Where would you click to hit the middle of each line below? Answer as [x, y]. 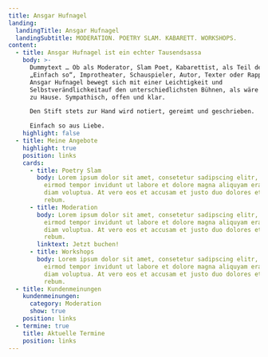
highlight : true [50, 148]
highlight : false [51, 133]
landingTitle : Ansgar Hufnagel [67, 30]
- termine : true [42, 326]
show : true [47, 312]
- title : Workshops [61, 252]
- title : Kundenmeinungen [59, 289]
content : [23, 45]
